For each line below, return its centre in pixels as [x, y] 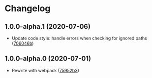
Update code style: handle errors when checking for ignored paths [79, 38]
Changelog [28, 9]
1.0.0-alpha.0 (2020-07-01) [48, 59]
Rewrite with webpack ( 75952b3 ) [46, 70]
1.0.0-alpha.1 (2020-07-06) [47, 27]
